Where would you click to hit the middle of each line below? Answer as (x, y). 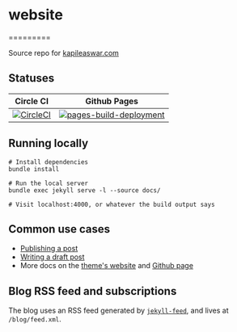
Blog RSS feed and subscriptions (93, 291)
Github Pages (112, 101)
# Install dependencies (49, 162)
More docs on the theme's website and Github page (107, 266)
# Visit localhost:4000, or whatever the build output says (112, 204)
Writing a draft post (52, 257)
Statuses (32, 78)
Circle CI (32, 101)
